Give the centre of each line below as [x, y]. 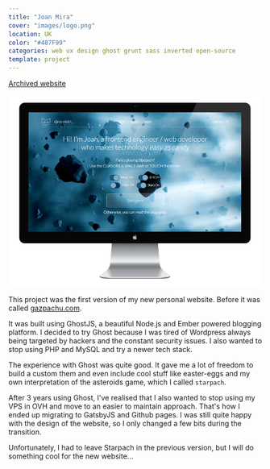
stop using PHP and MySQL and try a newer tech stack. [101, 350]
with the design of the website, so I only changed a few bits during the [125, 424]
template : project [39, 60]
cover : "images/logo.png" [52, 25]
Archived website [37, 83]
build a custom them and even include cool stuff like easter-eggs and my [129, 374]
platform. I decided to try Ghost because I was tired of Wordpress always [130, 332]
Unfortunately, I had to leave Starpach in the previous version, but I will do [131, 448]
